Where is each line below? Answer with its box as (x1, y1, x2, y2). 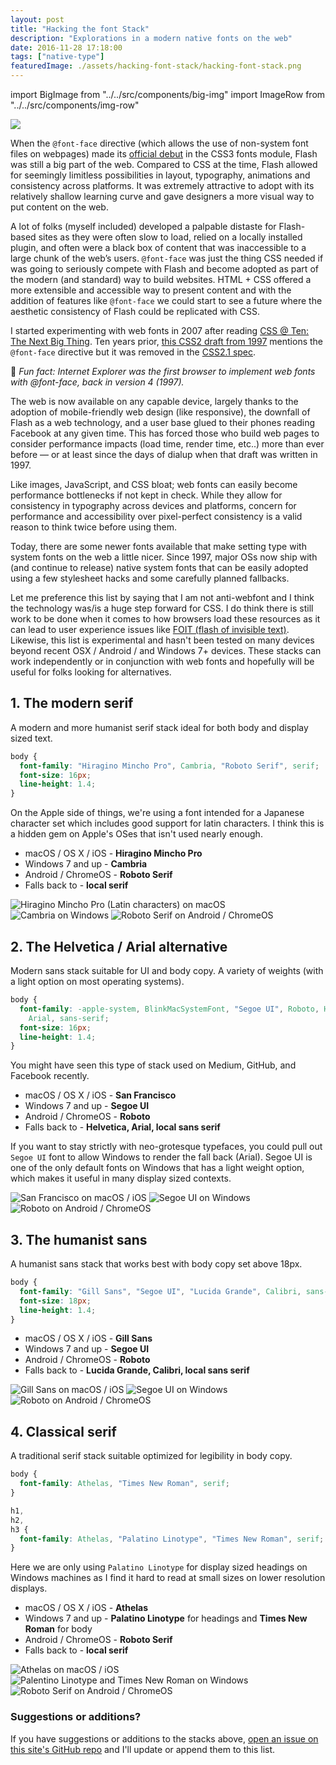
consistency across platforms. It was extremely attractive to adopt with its (10, 180, 315, 191)
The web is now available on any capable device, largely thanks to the (10, 396, 299, 407)
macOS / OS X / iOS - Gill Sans (24, 1332, 153, 1345)
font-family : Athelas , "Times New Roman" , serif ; (19, 1479, 230, 1489)
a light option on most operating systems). (10, 976, 185, 987)
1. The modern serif (10, 695, 134, 712)
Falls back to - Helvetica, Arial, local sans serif (24, 1121, 221, 1133)
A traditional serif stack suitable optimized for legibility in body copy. (10, 1450, 293, 1462)
